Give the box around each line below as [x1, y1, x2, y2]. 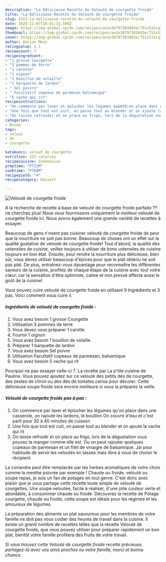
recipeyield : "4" [5, 173, 41, 178]
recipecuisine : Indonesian [5, 159, 61, 164]
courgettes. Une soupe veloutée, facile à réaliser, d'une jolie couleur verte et [5, 486, 161, 492]
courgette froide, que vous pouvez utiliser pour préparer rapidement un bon [5, 527, 160, 533]
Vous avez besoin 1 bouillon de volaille [12, 337, 90, 343]
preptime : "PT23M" [5, 163, 43, 168]
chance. [5, 552, 22, 558]
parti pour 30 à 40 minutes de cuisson [12, 418, 90, 424]
